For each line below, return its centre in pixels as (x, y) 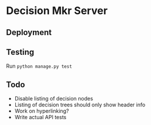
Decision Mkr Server (57, 11)
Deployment (29, 32)
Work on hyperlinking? (42, 111)
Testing (20, 52)
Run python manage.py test (39, 66)
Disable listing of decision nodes (54, 99)
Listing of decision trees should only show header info (80, 105)
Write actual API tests (40, 117)
